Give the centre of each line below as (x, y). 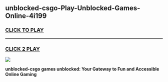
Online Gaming (21, 74)
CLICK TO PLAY (24, 30)
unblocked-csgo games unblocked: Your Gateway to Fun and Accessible (82, 69)
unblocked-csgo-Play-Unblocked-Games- (73, 8)
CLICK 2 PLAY (22, 49)
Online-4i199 (26, 16)
